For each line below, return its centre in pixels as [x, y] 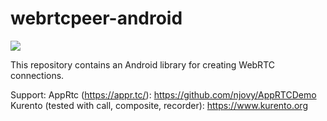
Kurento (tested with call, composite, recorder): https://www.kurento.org [159, 105]
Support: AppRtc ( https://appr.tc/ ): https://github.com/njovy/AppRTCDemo [163, 94]
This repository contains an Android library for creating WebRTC [142, 64]
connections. [37, 75]
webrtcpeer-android [96, 18]
